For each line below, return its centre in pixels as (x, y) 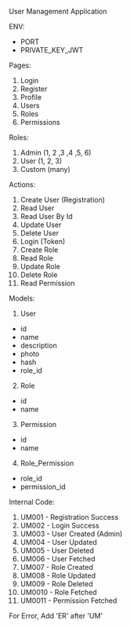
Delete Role (39, 275)
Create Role (39, 250)
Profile (31, 97)
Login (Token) (43, 241)
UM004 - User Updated (58, 542)
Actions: (22, 184)
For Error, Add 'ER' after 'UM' (56, 616)
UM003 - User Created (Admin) (71, 534)
